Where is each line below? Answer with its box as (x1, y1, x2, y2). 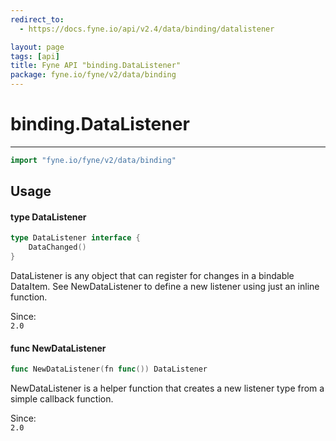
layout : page (10, 42, 65, 52)
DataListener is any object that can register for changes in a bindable (10, 270, 295, 282)
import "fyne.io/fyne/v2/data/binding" (10, 155, 177, 165)
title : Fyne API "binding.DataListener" (10, 61, 182, 71)
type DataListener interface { (10, 233, 141, 243)
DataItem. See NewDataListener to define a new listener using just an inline (10, 281, 320, 293)
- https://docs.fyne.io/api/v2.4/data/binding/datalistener (19, 24, 275, 34)
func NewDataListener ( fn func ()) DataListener (10, 364, 208, 375)
